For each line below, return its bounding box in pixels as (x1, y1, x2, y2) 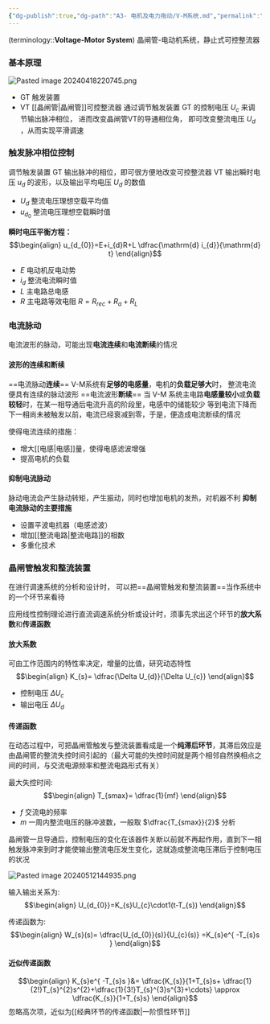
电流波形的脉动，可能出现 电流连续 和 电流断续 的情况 (8, 339, 178, 350)
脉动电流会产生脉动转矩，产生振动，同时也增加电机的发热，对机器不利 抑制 (8, 492, 257, 503)
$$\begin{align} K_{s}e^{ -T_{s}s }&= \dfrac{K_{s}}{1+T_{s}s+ (18, 977, 221, 986)
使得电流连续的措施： (8, 426, 79, 436)
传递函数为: (8, 917, 47, 927)
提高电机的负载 (19, 454, 70, 463)
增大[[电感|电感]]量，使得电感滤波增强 (19, 443, 146, 453)
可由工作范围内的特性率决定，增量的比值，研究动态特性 (8, 659, 191, 668)
